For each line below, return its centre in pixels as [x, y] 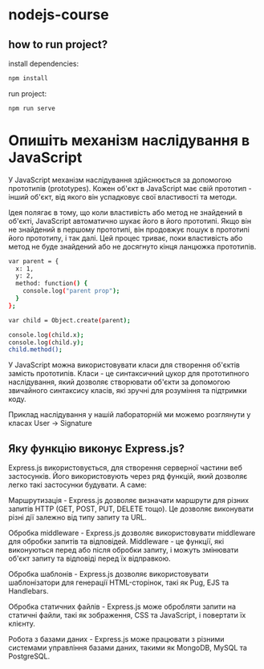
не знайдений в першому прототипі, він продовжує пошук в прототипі [129, 229]
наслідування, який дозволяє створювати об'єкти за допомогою [120, 382]
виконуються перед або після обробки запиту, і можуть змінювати [124, 550]
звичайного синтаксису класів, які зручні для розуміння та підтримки [128, 391]
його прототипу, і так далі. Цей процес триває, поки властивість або [126, 237]
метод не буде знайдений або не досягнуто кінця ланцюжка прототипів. [132, 246]
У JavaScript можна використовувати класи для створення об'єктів [124, 365]
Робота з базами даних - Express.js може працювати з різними [116, 639]
